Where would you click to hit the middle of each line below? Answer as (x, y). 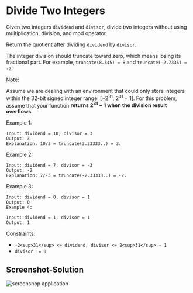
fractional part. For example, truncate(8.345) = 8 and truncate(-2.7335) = (96, 62)
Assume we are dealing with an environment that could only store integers (96, 91)
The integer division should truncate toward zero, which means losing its (94, 56)
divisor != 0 (30, 252)
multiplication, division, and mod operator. (57, 33)
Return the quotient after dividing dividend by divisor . (71, 44)
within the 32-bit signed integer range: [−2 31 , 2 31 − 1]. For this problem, (92, 98)
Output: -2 (19, 171)
